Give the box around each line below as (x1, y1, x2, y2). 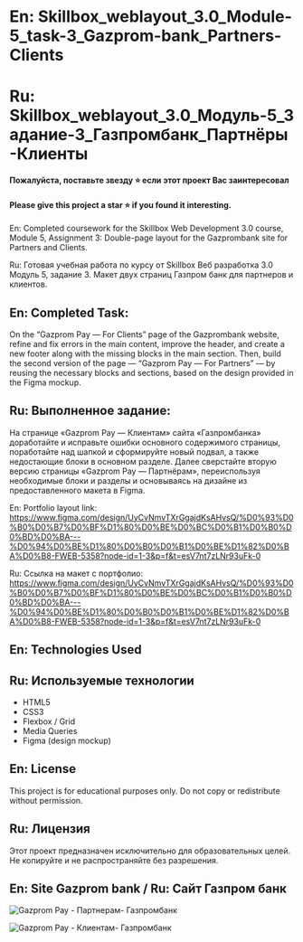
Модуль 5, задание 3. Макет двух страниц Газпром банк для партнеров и (9, 269, 294, 280)
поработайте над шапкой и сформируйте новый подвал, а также (9, 446, 260, 457)
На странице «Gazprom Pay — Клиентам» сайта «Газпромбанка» (9, 427, 262, 438)
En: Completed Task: (9, 305, 129, 320)
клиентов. (9, 278, 48, 290)
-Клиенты (9, 144, 89, 165)
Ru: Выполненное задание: (9, 403, 171, 419)
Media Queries (22, 726, 78, 736)
